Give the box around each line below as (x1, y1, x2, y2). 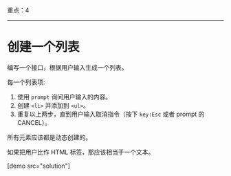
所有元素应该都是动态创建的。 (7, 133, 91, 141)
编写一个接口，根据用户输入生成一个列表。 (7, 63, 128, 71)
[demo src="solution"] (7, 162, 71, 170)
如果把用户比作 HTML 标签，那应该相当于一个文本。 (7, 148, 155, 156)
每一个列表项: (7, 78, 46, 86)
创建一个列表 (7, 39, 80, 55)
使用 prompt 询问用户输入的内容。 (16, 92, 112, 101)
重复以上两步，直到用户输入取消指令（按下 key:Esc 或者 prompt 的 (16, 110, 205, 118)
